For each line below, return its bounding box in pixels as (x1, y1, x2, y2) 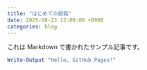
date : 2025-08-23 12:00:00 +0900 (7, 17, 104, 24)
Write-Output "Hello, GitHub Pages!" (7, 57, 116, 64)
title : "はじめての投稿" (7, 10, 71, 17)
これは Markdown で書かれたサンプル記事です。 (7, 43, 144, 51)
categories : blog (7, 23, 58, 30)
